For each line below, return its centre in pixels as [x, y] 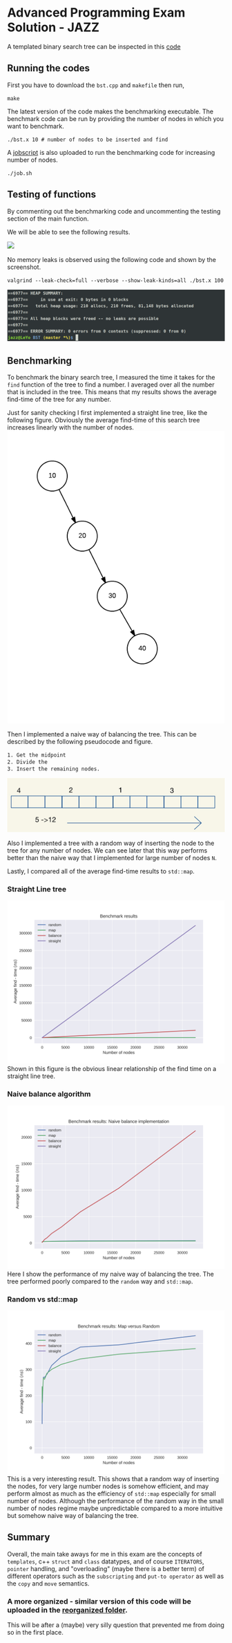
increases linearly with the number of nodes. [71, 427]
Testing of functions [52, 195]
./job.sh [20, 173]
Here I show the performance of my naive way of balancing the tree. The [110, 1274]
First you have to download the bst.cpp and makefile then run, [96, 85]
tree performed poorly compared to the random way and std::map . [100, 1281]
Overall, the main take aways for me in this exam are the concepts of [105, 1554]
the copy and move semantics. [48, 1583]
